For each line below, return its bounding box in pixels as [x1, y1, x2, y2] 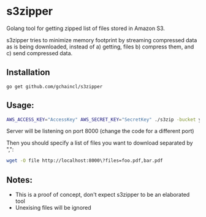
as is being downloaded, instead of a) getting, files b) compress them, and [6, 43, 194, 50]
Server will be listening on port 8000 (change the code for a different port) [6, 128, 194, 135]
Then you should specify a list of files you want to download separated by [6, 139, 193, 147]
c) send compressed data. [6, 49, 73, 56]
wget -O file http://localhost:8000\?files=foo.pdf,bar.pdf [6, 158, 164, 164]
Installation [6, 67, 50, 78]
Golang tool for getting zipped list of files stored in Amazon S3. [6, 25, 166, 32]
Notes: [6, 175, 32, 185]
